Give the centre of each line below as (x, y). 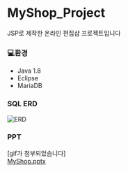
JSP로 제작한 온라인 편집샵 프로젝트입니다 (64, 33)
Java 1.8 (29, 71)
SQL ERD (23, 104)
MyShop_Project (56, 13)
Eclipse (28, 78)
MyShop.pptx (27, 161)
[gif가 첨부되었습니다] (37, 153)
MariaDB (30, 86)
